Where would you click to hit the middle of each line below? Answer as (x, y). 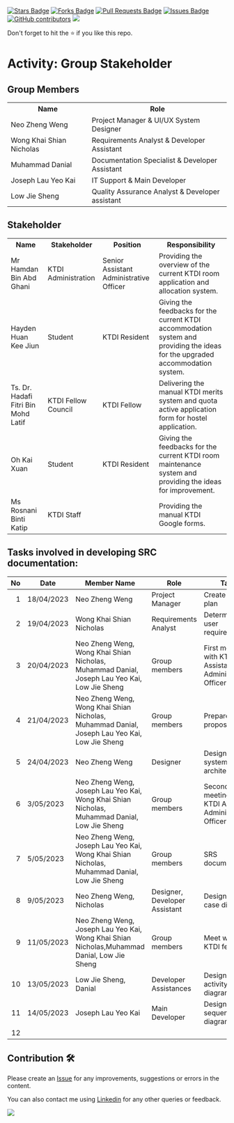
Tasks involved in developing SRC (82, 553)
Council (60, 409)
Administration (71, 277)
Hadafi (22, 396)
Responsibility (191, 245)
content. (19, 1086)
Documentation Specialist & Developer (155, 160)
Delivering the (182, 383)
